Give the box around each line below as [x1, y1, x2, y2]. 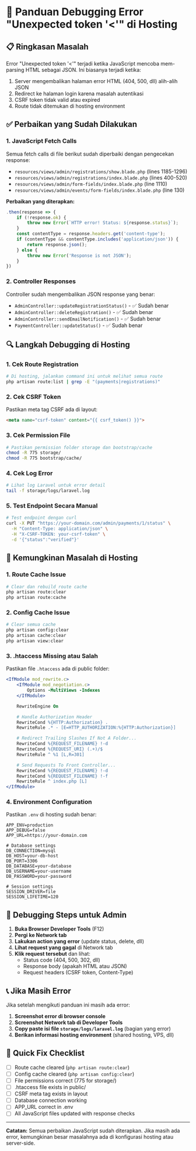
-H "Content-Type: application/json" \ [11, 526, 108, 532]
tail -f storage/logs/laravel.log [6, 488, 90, 494]
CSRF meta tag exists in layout [14, 1090, 88, 1097]
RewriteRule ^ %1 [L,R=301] [16, 752, 85, 757]
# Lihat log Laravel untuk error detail [6, 483, 106, 488]
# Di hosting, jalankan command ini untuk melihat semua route [6, 374, 163, 380]
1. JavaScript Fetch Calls [6, 137, 77, 145]
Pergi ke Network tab [14, 932, 67, 939]
